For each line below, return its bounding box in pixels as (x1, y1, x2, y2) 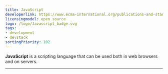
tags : (5, 26, 16, 31)
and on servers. (5, 58, 37, 65)
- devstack (5, 35, 28, 40)
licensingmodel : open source (5, 16, 66, 21)
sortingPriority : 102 (5, 40, 50, 45)
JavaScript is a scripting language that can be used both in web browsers (5, 53, 158, 59)
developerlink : (5, 12, 37, 17)
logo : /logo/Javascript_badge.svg (5, 21, 77, 26)
